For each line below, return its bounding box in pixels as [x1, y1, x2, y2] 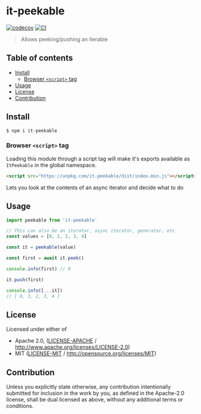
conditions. [6, 403, 34, 410]
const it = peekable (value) [6, 244, 77, 250]
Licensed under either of [6, 325, 67, 333]
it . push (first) [6, 277, 44, 283]
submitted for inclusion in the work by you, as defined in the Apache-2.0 [6, 389, 184, 397]
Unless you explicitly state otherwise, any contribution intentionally [6, 383, 171, 391]
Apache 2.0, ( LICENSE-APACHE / [14, 337, 97, 345]
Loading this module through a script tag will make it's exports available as [6, 155, 190, 162]
